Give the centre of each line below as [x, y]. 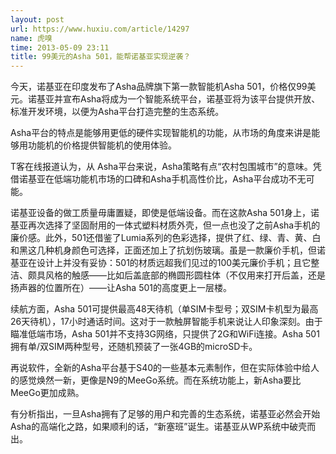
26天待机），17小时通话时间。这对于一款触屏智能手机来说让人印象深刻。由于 [166, 322]
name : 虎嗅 [31, 38]
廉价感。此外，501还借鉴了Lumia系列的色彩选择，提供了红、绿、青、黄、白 [166, 238]
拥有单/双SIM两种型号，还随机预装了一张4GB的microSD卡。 [134, 347]
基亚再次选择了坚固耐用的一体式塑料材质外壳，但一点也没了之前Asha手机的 [165, 225]
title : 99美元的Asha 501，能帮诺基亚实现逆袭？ [101, 57]
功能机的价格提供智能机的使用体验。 [102, 145]
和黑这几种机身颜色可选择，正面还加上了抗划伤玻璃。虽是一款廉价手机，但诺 [168, 250]
